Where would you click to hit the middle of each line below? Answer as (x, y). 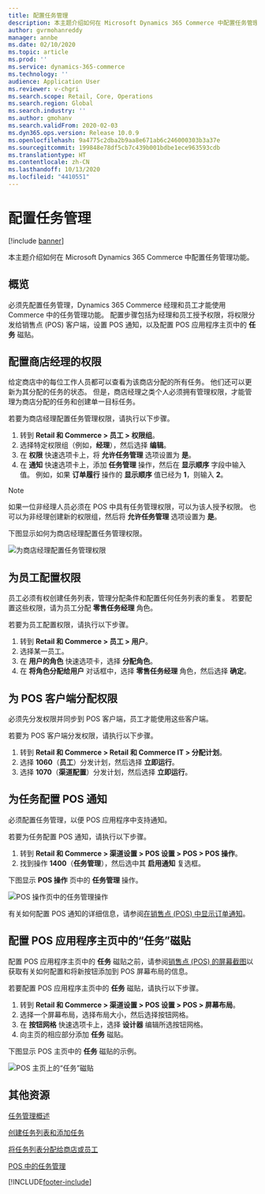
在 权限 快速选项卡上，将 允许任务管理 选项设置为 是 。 (107, 455)
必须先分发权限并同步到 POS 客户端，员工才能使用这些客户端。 (110, 719)
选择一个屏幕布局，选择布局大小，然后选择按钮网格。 (106, 1014)
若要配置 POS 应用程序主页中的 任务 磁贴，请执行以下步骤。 (106, 988)
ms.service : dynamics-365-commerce (67, 67)
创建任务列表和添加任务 (46, 1132)
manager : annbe (33, 37)
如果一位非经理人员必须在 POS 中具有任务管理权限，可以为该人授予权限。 (128, 507)
